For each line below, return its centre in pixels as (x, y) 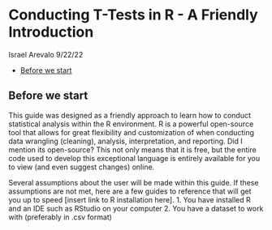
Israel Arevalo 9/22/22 (46, 54)
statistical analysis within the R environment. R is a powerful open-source (131, 124)
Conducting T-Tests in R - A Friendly (133, 15)
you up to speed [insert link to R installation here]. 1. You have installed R (130, 199)
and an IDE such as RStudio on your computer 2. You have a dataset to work (136, 208)
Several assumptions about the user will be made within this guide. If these (134, 182)
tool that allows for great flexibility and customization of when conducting (131, 132)
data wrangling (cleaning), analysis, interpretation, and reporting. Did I (125, 141)
